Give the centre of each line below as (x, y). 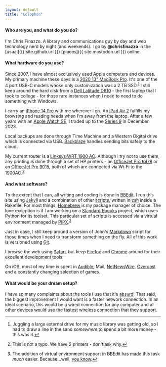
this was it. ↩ (26, 335)
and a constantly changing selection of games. (53, 272)
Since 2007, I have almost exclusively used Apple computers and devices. (80, 74)
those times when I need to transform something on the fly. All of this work (81, 237)
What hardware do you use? (35, 63)
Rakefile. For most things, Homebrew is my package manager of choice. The (83, 205)
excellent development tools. (34, 257)
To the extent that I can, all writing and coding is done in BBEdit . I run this (80, 195)
